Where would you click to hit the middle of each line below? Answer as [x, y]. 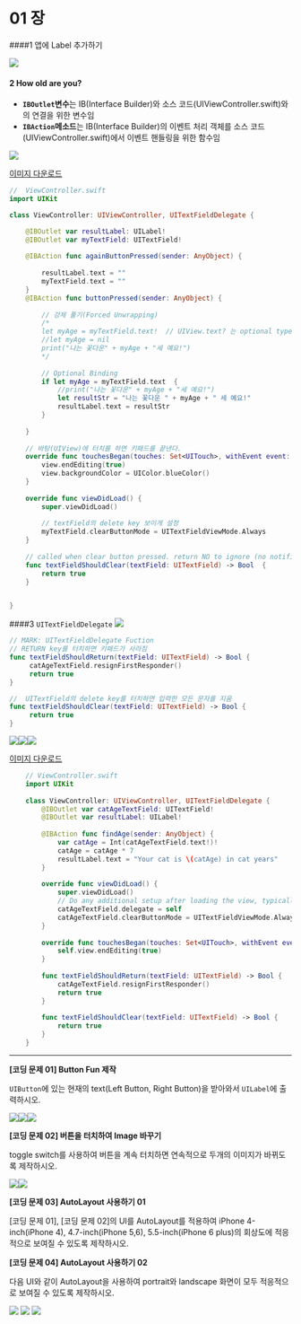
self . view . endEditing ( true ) [110, 951]
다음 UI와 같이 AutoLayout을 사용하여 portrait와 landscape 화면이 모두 [133, 1281]
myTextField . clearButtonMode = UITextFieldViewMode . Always [154, 532]
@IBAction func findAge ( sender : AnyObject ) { [128, 834]
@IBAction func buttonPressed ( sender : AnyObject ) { [124, 298]
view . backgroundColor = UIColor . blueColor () [126, 473]
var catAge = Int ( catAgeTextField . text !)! [138, 843]
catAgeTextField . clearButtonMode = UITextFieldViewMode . [166, 917]
